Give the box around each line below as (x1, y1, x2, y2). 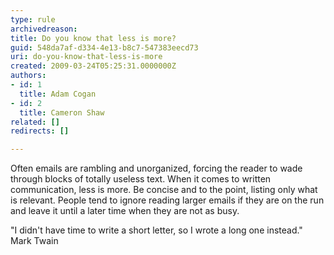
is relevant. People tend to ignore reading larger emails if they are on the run (10, 194, 325, 206)
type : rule (10, 14, 56, 25)
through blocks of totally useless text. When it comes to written (10, 173, 272, 185)
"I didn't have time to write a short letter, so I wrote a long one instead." (10, 224, 303, 236)
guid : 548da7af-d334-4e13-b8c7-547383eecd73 (10, 42, 199, 53)
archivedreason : (10, 24, 78, 34)
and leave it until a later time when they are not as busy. (10, 205, 240, 217)
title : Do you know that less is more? (10, 33, 177, 43)
